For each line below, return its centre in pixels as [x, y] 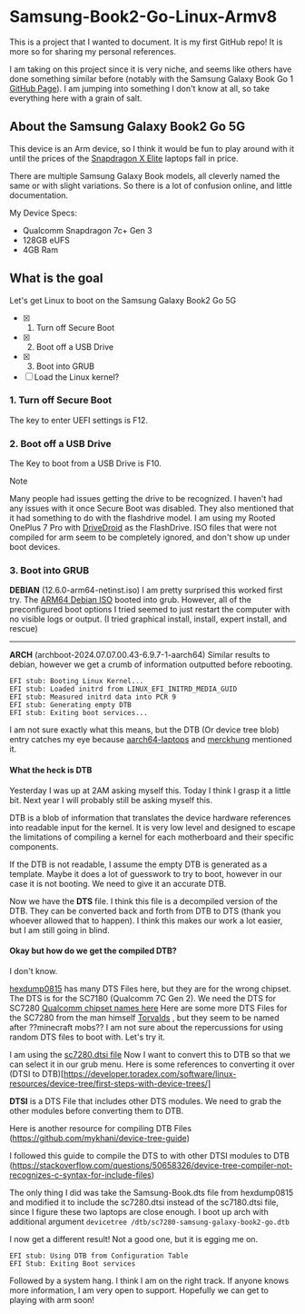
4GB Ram [40, 249]
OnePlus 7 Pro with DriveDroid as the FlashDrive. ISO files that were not [143, 528]
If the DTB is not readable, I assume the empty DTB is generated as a [138, 864]
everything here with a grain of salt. [76, 98]
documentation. [39, 195]
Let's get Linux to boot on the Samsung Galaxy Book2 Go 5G [123, 300]
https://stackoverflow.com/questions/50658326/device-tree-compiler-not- [152, 1165]
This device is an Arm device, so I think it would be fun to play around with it [152, 148]
